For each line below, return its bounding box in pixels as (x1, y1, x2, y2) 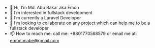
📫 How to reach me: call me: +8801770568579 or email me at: (9, 31, 137, 36)
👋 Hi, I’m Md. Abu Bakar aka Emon (9, 5, 80, 10)
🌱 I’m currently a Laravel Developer (9, 15, 81, 20)
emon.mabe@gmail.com (9, 38, 60, 43)
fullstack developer (9, 25, 49, 31)
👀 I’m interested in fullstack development (9, 10, 93, 16)
